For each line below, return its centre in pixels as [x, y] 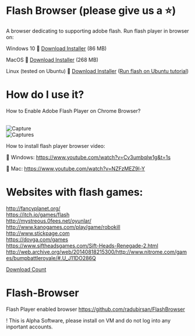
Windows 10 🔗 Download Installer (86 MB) [56, 48]
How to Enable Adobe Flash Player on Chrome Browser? [73, 110]
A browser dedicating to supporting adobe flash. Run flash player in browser [97, 31]
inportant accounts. [30, 327]
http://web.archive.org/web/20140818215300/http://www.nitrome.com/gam [97, 252]
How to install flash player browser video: [56, 146]
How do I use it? [45, 95]
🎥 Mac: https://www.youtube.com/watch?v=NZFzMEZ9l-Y [76, 168]
